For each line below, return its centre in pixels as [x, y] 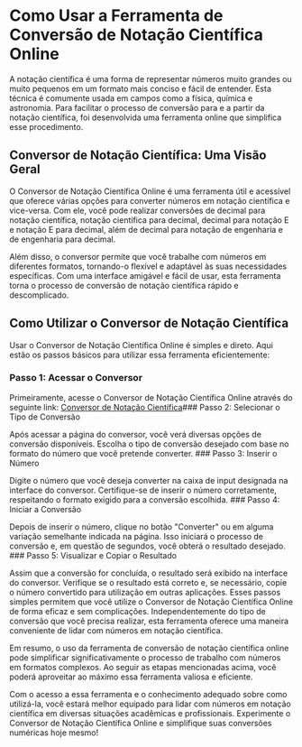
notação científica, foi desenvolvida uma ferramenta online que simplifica [146, 117]
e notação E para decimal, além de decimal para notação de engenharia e [146, 229]
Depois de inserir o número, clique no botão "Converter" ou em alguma [142, 526]
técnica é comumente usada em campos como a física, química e [131, 98]
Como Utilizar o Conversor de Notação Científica [149, 323]
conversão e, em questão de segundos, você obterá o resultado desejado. [147, 546]
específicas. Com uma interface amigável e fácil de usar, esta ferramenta [145, 275]
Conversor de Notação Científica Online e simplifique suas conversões [141, 723]
